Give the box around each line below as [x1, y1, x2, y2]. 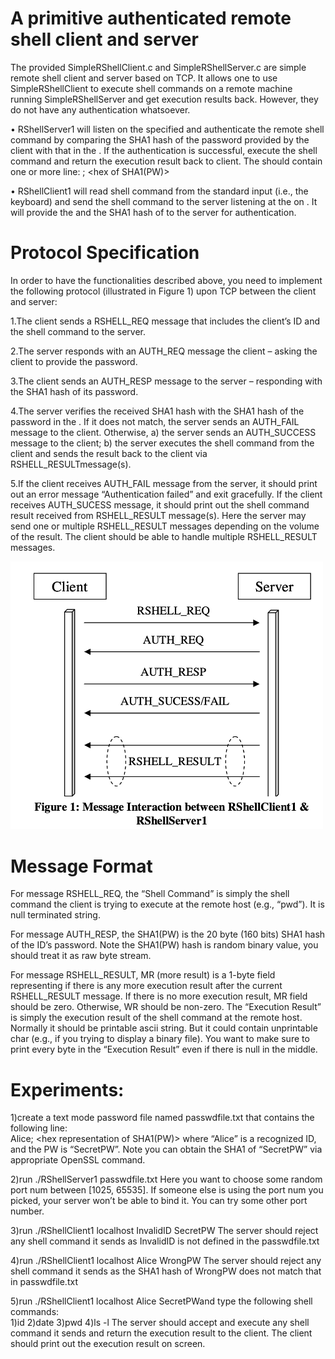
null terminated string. [10, 909, 101, 921]
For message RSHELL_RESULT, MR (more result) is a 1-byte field [10, 969, 276, 981]
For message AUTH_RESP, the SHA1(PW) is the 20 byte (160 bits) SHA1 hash [10, 928, 326, 941]
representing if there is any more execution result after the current [10, 980, 283, 992]
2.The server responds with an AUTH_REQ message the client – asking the [10, 345, 318, 357]
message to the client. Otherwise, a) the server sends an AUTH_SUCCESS [10, 426, 317, 438]
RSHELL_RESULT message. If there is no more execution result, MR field [10, 990, 308, 1002]
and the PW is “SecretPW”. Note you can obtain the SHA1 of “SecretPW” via [10, 1143, 323, 1156]
